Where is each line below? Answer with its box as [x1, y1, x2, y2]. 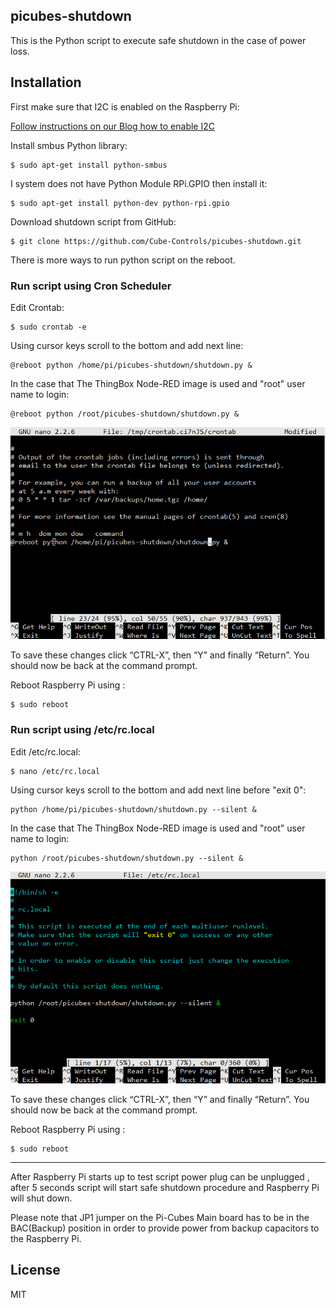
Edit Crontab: [10, 301, 65, 313]
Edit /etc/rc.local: [10, 745, 81, 758]
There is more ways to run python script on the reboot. [10, 254, 236, 266]
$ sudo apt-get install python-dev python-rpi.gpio [10, 198, 230, 208]
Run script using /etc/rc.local [10, 723, 155, 737]
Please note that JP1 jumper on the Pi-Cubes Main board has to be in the [10, 1211, 310, 1223]
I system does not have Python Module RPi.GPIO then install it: [10, 177, 268, 189]
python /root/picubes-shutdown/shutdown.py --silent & [10, 853, 244, 863]
